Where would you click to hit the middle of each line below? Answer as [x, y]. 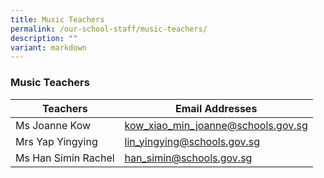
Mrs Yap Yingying [56, 141]
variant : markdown [48, 47]
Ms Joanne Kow [53, 125]
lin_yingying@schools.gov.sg [192, 141]
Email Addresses [216, 108]
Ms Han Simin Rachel [65, 158]
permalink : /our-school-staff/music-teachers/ [109, 29]
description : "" [44, 38]
